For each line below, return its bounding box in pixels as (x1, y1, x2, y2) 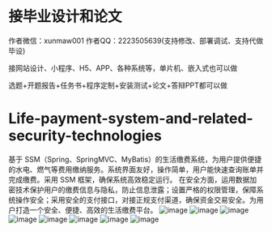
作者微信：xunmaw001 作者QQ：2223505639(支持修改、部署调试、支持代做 (8, 36, 264, 45)
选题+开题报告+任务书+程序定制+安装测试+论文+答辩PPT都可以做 (8, 80, 228, 90)
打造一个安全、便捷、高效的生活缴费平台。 (15, 204, 158, 215)
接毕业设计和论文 (8, 7, 123, 26)
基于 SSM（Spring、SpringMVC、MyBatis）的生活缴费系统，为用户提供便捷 (8, 154, 262, 164)
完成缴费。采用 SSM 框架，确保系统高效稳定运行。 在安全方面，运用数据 (8, 174, 250, 184)
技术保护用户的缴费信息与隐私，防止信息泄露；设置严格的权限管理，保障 (15, 184, 257, 195)
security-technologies (8, 127, 162, 145)
